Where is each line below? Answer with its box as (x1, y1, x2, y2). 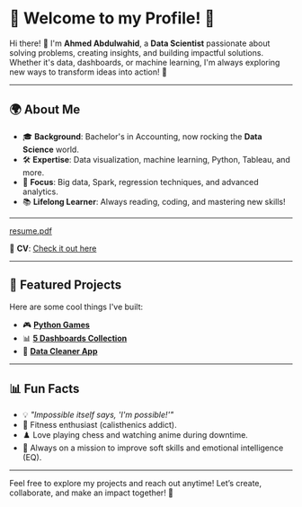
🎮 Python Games (22, 319, 90, 330)
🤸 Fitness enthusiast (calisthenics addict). (22, 420, 177, 431)
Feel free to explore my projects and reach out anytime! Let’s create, (9, 478, 262, 489)
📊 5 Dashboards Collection (22, 333, 128, 343)
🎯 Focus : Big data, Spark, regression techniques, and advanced (22, 176, 259, 187)
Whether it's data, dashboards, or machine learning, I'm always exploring (9, 57, 280, 67)
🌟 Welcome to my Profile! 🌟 (9, 8, 216, 29)
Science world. (22, 144, 79, 155)
